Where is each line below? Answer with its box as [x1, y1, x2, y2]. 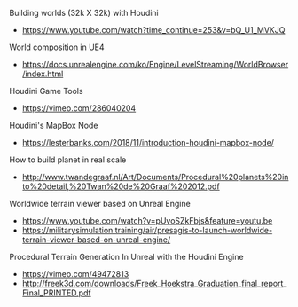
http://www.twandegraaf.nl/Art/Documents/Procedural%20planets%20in [21, 172, 289, 182]
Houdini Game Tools [9, 86, 83, 96]
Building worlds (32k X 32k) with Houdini [9, 8, 160, 18]
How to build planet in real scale [9, 154, 127, 165]
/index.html [21, 68, 64, 79]
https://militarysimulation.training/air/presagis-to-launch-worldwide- [21, 225, 273, 235]
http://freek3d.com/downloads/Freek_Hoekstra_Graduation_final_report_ [21, 279, 287, 288]
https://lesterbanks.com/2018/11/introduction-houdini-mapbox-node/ [21, 138, 275, 147]
